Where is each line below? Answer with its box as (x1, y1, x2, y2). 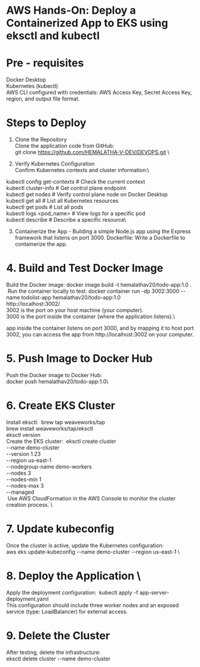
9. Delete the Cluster (6, 629, 110, 642)
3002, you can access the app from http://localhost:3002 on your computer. (6, 331, 194, 338)
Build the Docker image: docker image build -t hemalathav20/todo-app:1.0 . (6, 282, 192, 288)
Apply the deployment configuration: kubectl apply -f (6, 589, 139, 596)
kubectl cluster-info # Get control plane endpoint (6, 185, 127, 192)
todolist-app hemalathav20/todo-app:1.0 (21, 294, 121, 301)
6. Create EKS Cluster (6, 399, 115, 412)
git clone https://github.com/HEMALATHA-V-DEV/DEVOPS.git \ (14, 149, 170, 156)
